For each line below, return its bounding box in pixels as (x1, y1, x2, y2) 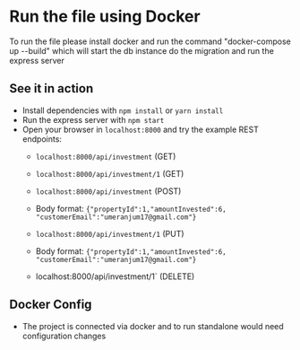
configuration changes (21, 330, 107, 341)
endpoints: (21, 133, 63, 144)
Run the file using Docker (9, 6, 201, 27)
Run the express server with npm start (21, 114, 165, 125)
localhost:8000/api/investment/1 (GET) (35, 168, 184, 179)
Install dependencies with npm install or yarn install (21, 105, 224, 116)
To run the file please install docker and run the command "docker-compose (9, 36, 291, 47)
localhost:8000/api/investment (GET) (35, 151, 176, 162)
